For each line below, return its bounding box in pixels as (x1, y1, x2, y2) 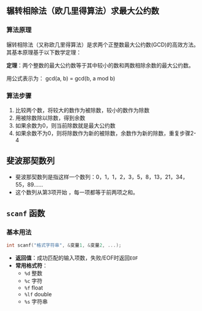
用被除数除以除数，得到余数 (15, 114, 86, 121)
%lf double (24, 291, 52, 298)
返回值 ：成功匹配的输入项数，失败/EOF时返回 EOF (15, 254, 138, 262)
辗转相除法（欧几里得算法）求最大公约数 (6, 6, 159, 17)
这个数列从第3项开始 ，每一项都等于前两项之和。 (15, 188, 139, 196)
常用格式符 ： (15, 262, 48, 269)
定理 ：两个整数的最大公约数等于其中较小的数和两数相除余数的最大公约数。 (6, 61, 194, 69)
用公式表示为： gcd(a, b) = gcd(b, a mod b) (6, 74, 115, 82)
